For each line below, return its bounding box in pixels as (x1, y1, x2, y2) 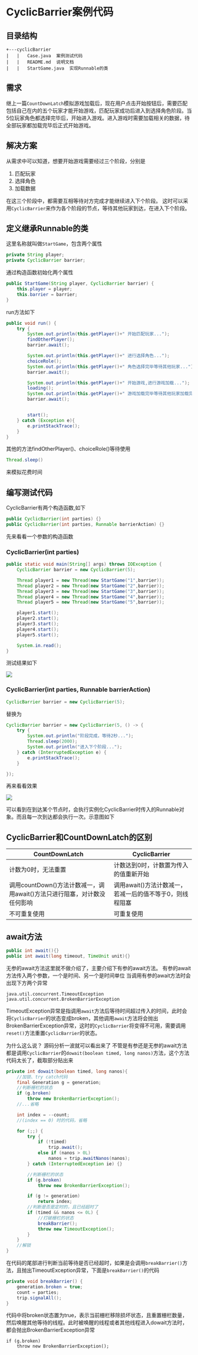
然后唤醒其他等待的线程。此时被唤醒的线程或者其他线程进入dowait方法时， (6, 1319, 188, 1326)
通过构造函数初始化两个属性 (6, 269, 74, 276)
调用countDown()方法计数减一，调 (9, 881, 105, 889)
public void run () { (6, 320, 57, 326)
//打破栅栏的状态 (37, 1215, 74, 1221)
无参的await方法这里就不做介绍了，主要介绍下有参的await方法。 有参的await (6, 964, 192, 971)
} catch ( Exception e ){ (16, 417, 75, 423)
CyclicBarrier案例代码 (6, 5, 114, 19)
